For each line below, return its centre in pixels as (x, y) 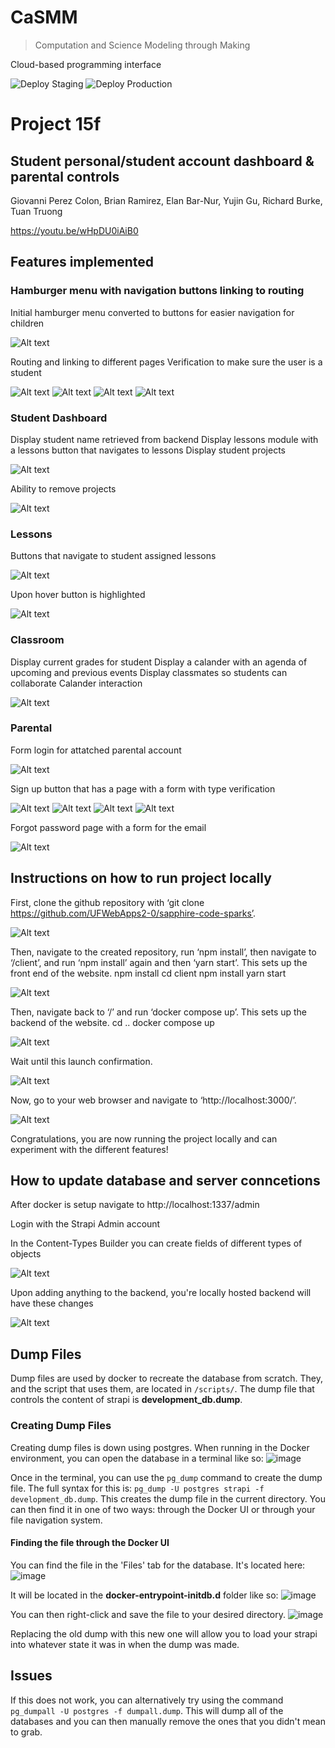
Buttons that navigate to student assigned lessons (113, 556)
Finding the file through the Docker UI (90, 1543)
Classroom (37, 640)
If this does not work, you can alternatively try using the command (147, 1700)
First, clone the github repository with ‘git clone (107, 902)
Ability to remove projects (63, 488)
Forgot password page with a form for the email (108, 827)
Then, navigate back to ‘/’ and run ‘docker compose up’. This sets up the (159, 1012)
